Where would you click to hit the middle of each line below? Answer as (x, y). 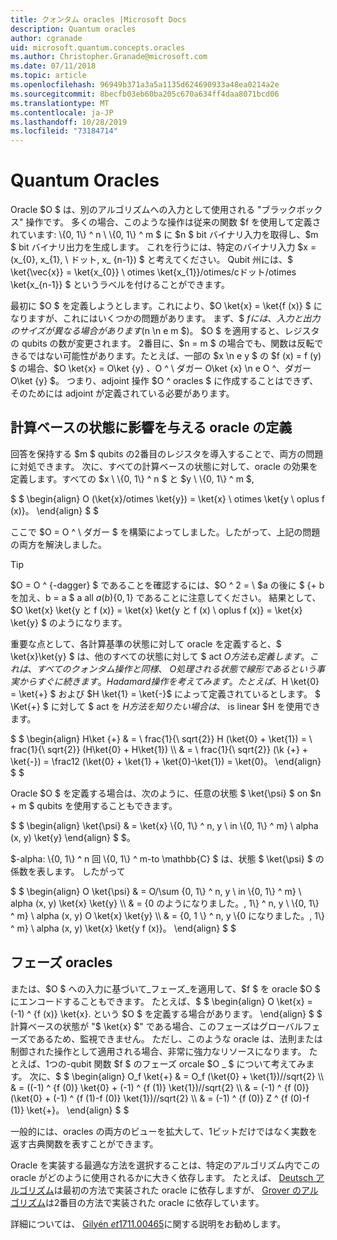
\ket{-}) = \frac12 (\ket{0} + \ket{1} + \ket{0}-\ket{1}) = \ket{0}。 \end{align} (166, 761)
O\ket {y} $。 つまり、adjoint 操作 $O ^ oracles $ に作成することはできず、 (164, 381)
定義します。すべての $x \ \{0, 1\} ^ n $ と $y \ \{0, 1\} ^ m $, (132, 478)
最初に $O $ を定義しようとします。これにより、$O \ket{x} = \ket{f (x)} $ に (166, 306)
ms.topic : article (48, 76)
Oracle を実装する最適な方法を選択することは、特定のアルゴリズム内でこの (165, 1165)
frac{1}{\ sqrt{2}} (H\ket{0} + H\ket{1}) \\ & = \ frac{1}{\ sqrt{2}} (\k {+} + (159, 749)
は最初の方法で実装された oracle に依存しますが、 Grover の (177, 1190)
